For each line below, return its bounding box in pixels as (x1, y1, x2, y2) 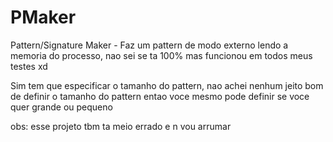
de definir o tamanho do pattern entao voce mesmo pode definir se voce (10, 90, 310, 102)
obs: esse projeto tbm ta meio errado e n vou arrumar (10, 120, 232, 132)
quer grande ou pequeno (10, 101, 113, 113)
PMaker (10, 6, 77, 29)
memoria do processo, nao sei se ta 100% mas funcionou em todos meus (10, 49, 313, 61)
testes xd (10, 60, 48, 72)
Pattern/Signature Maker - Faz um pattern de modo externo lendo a (10, 39, 289, 51)
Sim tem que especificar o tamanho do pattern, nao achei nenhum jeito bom (10, 79, 324, 91)
